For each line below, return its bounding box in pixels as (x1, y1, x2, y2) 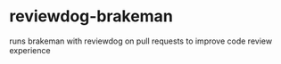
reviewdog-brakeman (9, 6, 174, 27)
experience (9, 44, 51, 55)
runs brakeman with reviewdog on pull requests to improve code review (9, 36, 273, 46)
